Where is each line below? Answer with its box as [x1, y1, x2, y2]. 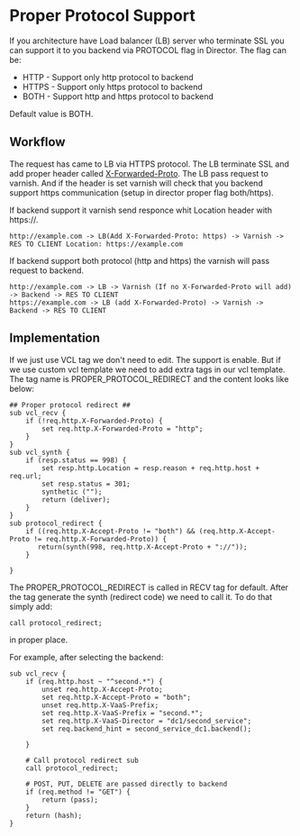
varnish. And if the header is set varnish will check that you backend [9, 177, 263, 188]
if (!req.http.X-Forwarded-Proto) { [25, 416, 164, 425]
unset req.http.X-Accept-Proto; [41, 685, 164, 694]
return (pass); [41, 795, 99, 804]
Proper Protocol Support [9, 5, 195, 26]
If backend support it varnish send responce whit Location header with [9, 204, 273, 215]
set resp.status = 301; [41, 479, 131, 488]
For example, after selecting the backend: [9, 651, 164, 662]
